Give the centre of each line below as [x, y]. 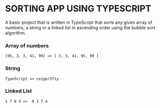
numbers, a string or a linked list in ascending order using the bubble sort [80, 27]
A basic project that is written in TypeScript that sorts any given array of [79, 22]
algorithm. [16, 33]
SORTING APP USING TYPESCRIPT [78, 9]
